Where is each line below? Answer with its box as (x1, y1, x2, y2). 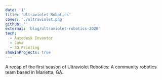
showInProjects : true (5, 50, 51, 55)
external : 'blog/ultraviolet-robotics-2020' (5, 26, 101, 31)
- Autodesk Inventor (10, 36, 53, 41)
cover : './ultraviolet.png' (5, 17, 65, 22)
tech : (5, 31, 17, 36)
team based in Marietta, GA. (5, 69, 64, 75)
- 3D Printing (10, 45, 39, 50)
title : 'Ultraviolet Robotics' (5, 12, 71, 17)
